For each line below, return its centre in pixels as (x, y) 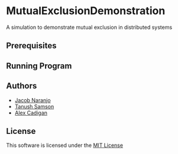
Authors (22, 86)
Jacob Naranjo (33, 100)
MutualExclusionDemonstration (86, 11)
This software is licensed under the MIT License (64, 145)
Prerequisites (31, 46)
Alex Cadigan (31, 113)
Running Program (39, 66)
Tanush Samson (34, 106)
